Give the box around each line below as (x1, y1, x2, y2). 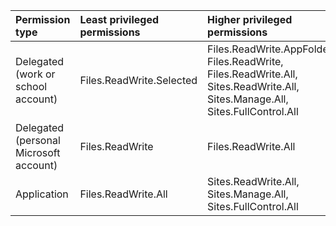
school (15, 80, 48, 93)
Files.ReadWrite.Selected (79, 74, 198, 87)
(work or (15, 67, 56, 81)
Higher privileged (207, 13, 293, 26)
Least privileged (79, 13, 160, 26)
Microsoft (15, 146, 61, 159)
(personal (15, 134, 61, 147)
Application (15, 187, 69, 201)
